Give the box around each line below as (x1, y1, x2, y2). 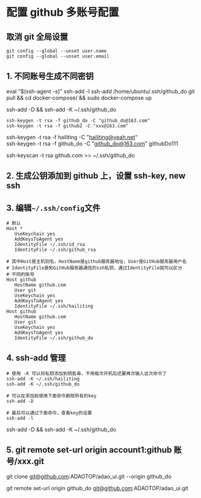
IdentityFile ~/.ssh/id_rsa (14, 242, 85, 248)
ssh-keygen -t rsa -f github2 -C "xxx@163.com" (6, 122, 129, 129)
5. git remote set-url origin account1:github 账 (6, 445, 182, 455)
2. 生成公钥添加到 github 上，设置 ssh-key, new (6, 171, 186, 181)
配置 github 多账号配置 (6, 5, 119, 19)
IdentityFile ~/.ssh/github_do (14, 335, 94, 341)
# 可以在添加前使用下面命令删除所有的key (6, 393, 97, 399)
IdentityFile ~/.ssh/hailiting (14, 304, 94, 310)
